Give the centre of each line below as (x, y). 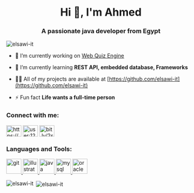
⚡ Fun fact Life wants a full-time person (65, 97)
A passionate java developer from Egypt (101, 31)
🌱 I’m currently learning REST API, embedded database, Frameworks (101, 67)
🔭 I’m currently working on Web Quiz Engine (69, 56)
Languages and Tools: (39, 149)
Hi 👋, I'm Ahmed (101, 12)
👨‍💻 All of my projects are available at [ (62, 79)
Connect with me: (33, 115)
